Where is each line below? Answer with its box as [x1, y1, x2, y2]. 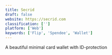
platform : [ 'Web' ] [5, 26, 43, 31]
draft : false [5, 12, 32, 17]
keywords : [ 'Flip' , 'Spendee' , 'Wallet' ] [5, 30, 93, 35]
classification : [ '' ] [5, 21, 50, 26]
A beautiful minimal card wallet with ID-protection [5, 44, 107, 50]
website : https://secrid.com [5, 16, 66, 21]
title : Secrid [5, 7, 35, 12]
